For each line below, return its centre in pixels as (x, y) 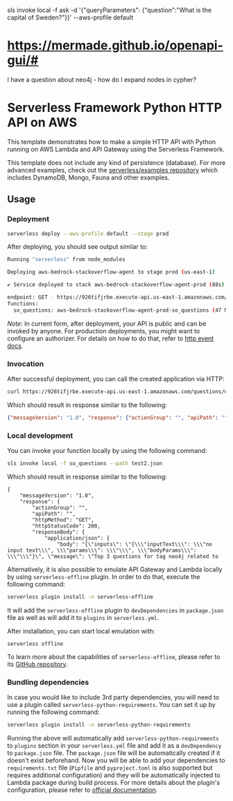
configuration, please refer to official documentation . (83, 790)
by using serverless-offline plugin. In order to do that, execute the (104, 576)
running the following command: (53, 712)
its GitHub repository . (37, 664)
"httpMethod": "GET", (63, 520)
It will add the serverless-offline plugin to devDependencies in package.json (115, 610)
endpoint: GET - (31, 298)
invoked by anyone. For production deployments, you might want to (104, 331)
